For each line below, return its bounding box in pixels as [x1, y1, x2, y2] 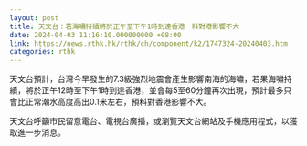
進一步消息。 [16, 127, 66, 138]
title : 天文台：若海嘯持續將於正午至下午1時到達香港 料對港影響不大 [9, 22, 240, 31]
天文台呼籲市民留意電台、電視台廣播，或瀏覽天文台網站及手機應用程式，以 [9, 116, 290, 127]
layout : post [9, 13, 59, 23]
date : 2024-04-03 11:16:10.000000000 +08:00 [9, 30, 182, 39]
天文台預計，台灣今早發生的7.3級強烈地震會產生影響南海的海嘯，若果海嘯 [9, 74, 285, 85]
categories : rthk [9, 47, 76, 57]
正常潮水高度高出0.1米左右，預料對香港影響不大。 [25, 97, 212, 108]
